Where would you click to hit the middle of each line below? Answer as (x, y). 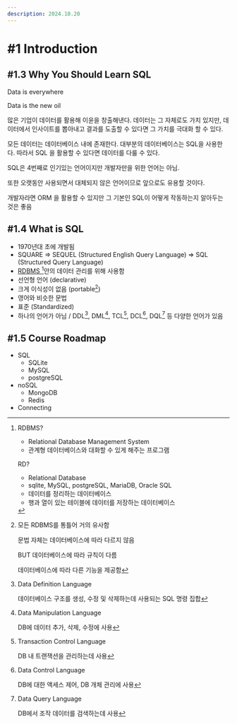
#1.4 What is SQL (45, 229)
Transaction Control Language (62, 641)
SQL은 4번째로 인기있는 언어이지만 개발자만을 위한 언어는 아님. (93, 167)
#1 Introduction (53, 48)
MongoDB (43, 393)
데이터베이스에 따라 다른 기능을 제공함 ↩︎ (73, 570)
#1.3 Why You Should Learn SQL (79, 75)
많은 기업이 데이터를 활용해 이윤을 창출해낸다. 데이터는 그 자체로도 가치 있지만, (115, 120)
